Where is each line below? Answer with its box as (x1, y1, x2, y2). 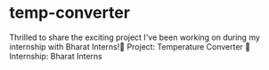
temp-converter (9, 3, 131, 23)
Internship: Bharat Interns (9, 51, 102, 61)
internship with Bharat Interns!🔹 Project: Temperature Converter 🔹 (9, 41, 251, 51)
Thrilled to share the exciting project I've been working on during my (9, 32, 261, 43)
